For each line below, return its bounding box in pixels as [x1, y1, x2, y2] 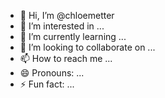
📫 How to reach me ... [19, 53, 113, 64]
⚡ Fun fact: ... [19, 78, 75, 90]
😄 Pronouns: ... [19, 67, 85, 79]
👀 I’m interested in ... [19, 20, 105, 32]
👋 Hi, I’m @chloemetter [19, 10, 115, 21]
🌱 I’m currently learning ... [19, 31, 127, 42]
